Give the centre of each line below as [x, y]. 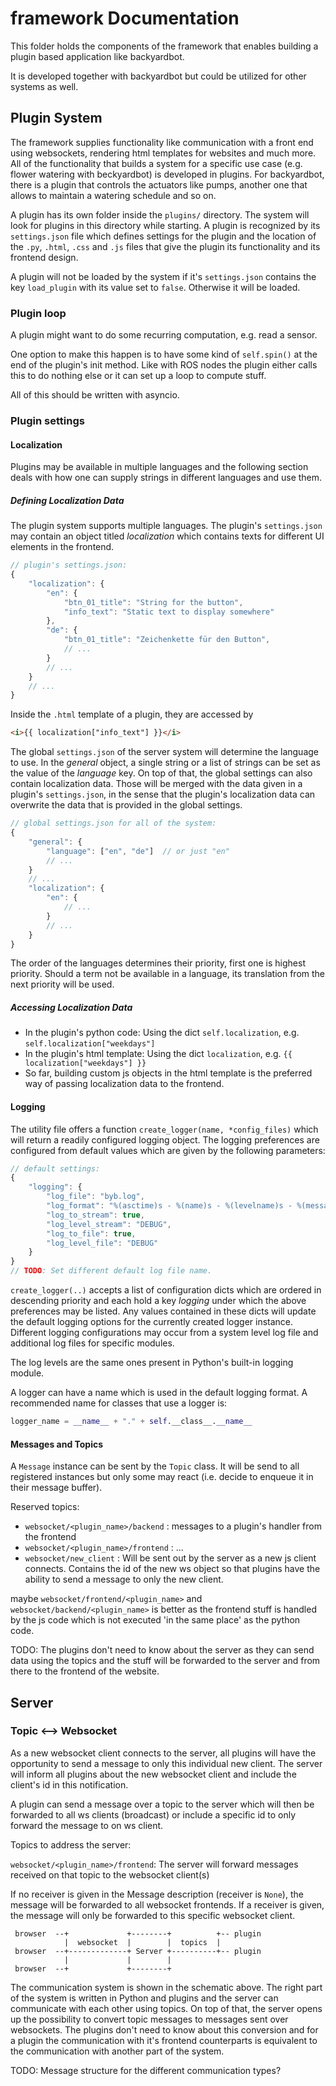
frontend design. [44, 257]
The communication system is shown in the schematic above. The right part [166, 1987]
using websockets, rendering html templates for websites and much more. [163, 153]
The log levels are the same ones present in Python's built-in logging [152, 1363]
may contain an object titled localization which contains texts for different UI [167, 536]
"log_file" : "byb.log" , [95, 1197]
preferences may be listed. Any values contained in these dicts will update [163, 1311]
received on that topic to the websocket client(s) [110, 1874]
